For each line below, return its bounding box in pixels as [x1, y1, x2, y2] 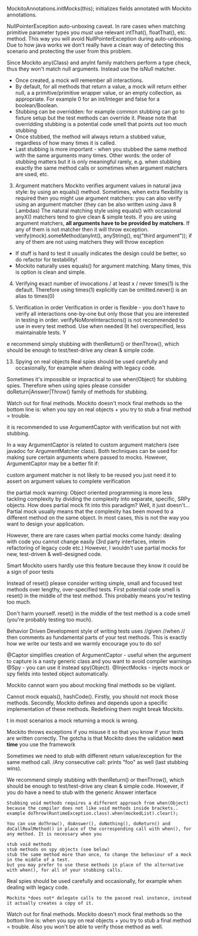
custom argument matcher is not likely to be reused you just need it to [6, 471, 176, 478]
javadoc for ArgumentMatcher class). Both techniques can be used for [6, 448, 178, 454]
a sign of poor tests [6, 568, 54, 575]
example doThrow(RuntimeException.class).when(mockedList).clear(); [6, 811, 179, 816]
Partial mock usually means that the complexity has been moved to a [6, 508, 174, 515]
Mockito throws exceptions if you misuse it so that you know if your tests [6, 729, 184, 735]
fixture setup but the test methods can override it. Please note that [15, 114, 177, 121]
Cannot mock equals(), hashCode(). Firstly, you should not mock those [6, 693, 179, 700]
